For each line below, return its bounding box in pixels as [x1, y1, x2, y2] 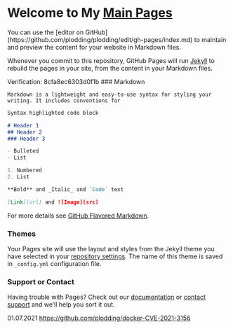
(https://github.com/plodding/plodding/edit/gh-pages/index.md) [7, 35, 193, 43]
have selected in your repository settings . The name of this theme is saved [7, 252, 223, 260]
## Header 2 [7, 128, 42, 136]
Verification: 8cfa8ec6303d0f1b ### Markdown [7, 77, 145, 85]
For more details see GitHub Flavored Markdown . [7, 211, 149, 220]
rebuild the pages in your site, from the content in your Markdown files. [7, 64, 213, 72]
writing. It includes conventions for [7, 97, 121, 104]
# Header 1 [7, 122, 39, 129]
